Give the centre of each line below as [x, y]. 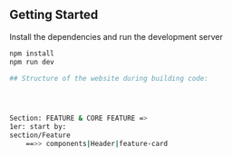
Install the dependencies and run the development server [116, 36]
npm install [32, 54]
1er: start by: [38, 127]
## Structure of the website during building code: [109, 78]
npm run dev [32, 62]
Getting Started [54, 15]
